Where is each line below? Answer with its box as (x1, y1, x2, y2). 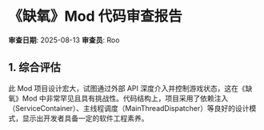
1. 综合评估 (8, 61, 62, 74)
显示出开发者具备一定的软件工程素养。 (22, 113, 149, 123)
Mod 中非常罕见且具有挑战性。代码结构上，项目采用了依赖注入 (22, 93, 229, 103)
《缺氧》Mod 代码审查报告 (8, 7, 182, 26)
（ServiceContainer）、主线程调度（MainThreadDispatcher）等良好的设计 (8, 103, 250, 112)
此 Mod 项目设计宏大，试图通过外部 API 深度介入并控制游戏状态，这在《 (8, 83, 246, 93)
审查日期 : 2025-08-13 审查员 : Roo (8, 35, 120, 45)
